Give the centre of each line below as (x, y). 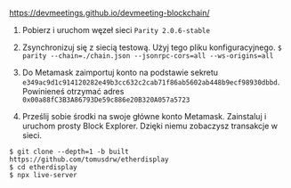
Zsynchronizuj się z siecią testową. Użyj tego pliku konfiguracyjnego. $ (152, 47)
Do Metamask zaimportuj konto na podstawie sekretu (120, 72)
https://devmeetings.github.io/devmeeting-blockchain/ (109, 13)
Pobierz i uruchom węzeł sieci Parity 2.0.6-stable (116, 30)
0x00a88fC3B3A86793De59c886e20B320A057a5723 (106, 100)
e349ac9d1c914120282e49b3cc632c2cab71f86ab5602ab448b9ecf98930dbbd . (151, 82)
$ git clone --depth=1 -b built (69, 151)
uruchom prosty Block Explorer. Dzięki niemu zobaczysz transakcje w (150, 126)
